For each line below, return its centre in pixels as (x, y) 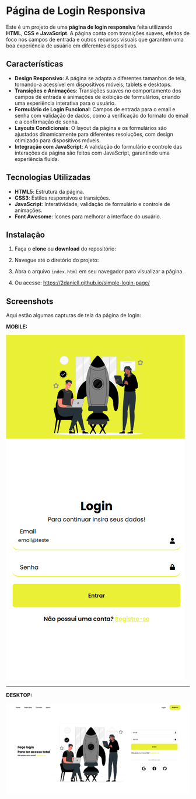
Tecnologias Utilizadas (48, 178)
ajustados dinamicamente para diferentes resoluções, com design (94, 134)
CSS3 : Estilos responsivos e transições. (62, 198)
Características (35, 64)
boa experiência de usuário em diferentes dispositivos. (72, 46)
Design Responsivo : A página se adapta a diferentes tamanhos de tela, (100, 78)
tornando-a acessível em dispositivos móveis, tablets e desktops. (93, 84)
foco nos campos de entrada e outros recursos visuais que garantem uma (95, 39)
